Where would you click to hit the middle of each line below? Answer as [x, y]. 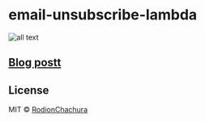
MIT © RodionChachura [48, 110]
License [29, 90]
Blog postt [35, 63]
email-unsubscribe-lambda [103, 15]
